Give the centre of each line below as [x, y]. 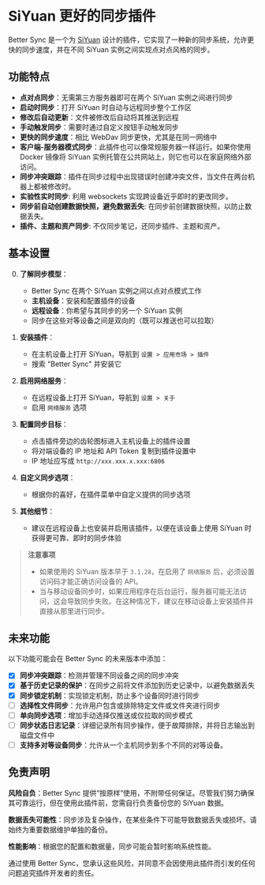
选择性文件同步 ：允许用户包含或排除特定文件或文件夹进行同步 [120, 705]
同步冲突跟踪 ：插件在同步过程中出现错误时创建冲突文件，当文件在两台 [134, 176]
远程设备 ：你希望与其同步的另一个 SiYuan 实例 [107, 310]
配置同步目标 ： [44, 424]
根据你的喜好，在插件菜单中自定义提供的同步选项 [111, 494]
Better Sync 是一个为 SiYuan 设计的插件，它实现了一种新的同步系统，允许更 [131, 40]
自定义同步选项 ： [47, 477]
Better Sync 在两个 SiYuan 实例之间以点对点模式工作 [116, 290]
